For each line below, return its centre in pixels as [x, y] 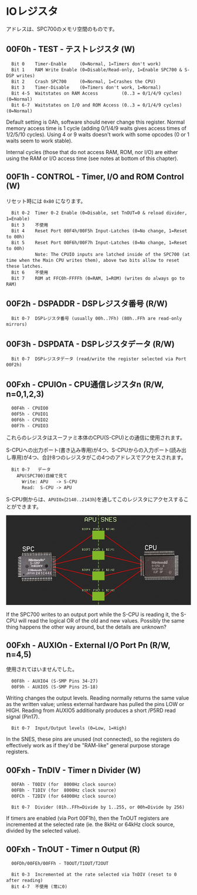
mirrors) [17, 325]
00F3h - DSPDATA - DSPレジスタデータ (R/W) [90, 344]
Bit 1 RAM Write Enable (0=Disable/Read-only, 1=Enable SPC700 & [97, 70]
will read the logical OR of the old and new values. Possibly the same [101, 620]
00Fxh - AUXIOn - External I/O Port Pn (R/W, [88, 645]
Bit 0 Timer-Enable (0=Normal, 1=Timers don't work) [86, 64]
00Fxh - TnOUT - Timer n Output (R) [73, 849]
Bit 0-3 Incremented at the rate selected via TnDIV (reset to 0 [94, 874]
